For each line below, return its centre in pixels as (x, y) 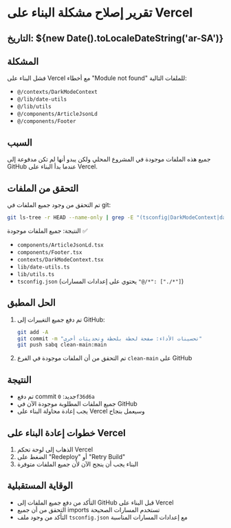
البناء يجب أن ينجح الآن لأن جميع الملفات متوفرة (78, 464)
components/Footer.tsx (49, 252)
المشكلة (23, 61)
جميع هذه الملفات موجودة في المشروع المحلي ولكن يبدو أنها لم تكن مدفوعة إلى (109, 159)
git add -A (33, 332)
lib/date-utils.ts (43, 267)
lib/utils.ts (36, 274)
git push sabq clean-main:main (62, 345)
